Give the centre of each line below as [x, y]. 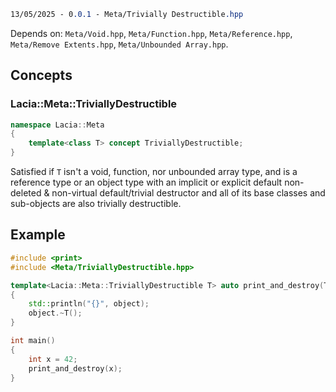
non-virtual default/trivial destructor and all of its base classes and [188, 193]
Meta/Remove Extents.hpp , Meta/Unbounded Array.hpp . [119, 44]
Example [38, 235]
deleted [26, 193]
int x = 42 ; [53, 359]
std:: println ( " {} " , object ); [89, 304]
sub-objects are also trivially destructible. [96, 204]
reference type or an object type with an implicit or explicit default [146, 182]
